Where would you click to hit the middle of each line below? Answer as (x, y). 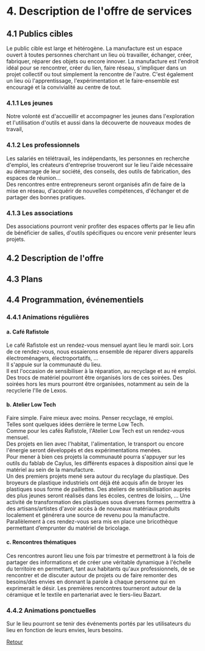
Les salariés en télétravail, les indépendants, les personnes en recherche (98, 158)
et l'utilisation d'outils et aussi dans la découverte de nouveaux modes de (99, 123)
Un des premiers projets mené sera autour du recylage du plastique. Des (98, 476)
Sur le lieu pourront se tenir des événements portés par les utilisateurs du (99, 624)
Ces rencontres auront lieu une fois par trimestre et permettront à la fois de (101, 555)
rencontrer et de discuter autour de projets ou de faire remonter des (92, 575)
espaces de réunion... (34, 177)
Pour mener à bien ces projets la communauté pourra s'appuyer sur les (96, 457)
